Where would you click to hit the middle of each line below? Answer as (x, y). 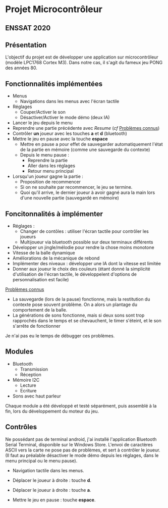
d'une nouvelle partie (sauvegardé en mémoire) (70, 198)
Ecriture (28, 390)
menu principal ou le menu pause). (41, 461)
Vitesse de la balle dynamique (44, 253)
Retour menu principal (51, 171)
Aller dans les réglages (51, 166)
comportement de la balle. (40, 310)
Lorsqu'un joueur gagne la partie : (48, 176)
